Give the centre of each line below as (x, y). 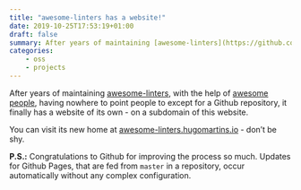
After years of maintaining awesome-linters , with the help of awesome (139, 93)
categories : (31, 51)
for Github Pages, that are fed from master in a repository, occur (127, 166)
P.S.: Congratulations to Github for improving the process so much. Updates (150, 156)
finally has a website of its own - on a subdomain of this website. (129, 112)
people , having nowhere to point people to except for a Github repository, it (148, 102)
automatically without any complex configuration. (100, 175)
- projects (46, 68)
